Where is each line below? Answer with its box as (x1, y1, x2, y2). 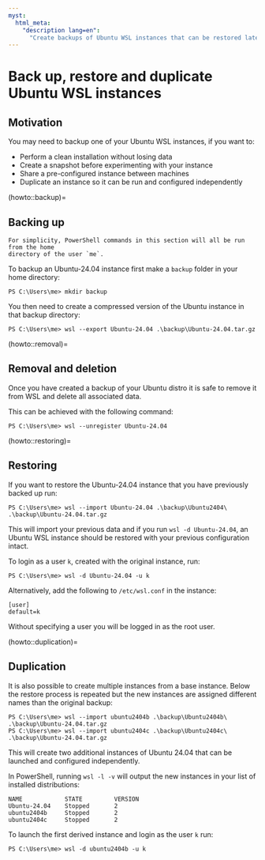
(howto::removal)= (8, 339, 69, 349)
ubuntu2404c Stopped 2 (8, 816, 118, 824)
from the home (8, 243, 55, 251)
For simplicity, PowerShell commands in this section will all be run (8, 236, 245, 245)
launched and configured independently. (8, 756, 140, 765)
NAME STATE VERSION (8, 795, 140, 803)
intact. (8, 541, 29, 550)
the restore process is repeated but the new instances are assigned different (8, 689, 257, 699)
